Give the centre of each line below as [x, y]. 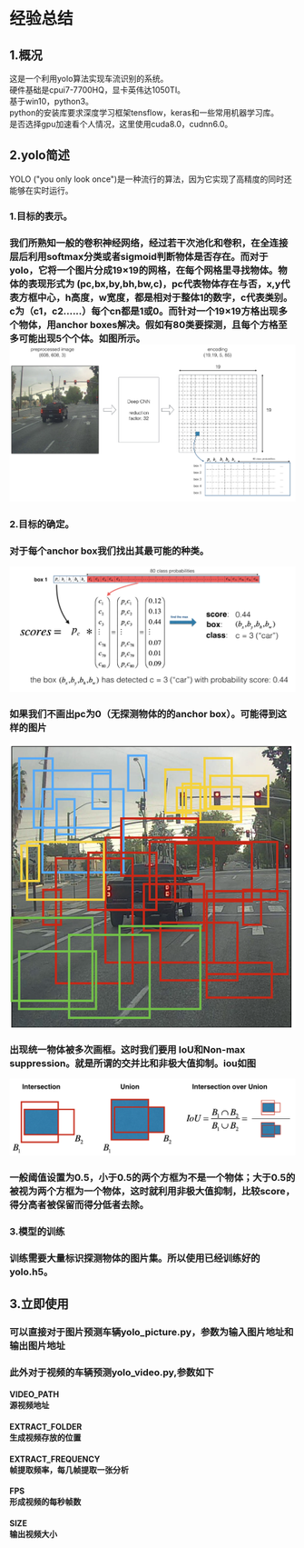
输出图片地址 [38, 1345]
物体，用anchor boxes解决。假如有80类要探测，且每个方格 [148, 325]
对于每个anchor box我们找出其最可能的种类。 [109, 551]
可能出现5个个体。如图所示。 [82, 338]
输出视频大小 [33, 1533]
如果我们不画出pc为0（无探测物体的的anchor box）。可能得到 [144, 714]
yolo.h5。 [31, 1272]
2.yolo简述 [39, 155]
